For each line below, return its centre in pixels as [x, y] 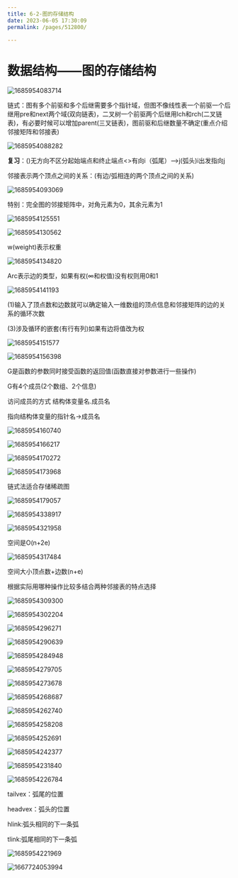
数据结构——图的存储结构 [82, 71]
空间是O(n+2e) [29, 543]
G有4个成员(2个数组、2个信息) [52, 387]
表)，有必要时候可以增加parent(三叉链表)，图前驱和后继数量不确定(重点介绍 [118, 123]
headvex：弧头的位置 [39, 809]
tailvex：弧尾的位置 [35, 794]
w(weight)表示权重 [34, 247]
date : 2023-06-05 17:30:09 [47, 21]
